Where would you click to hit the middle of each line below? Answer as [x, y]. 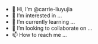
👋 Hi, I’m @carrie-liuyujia [42, 9]
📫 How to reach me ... [39, 35]
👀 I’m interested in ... [37, 15]
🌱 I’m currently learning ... [43, 22]
